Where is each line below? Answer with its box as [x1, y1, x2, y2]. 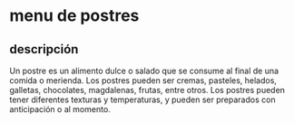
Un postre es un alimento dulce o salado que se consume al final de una [9, 65, 279, 76]
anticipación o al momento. [9, 104, 111, 114]
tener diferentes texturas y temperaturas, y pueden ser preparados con [9, 94, 276, 105]
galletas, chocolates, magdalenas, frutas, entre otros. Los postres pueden [9, 85, 286, 95]
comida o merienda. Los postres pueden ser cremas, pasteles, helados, [9, 75, 277, 86]
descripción [9, 42, 79, 57]
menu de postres [9, 5, 140, 26]
